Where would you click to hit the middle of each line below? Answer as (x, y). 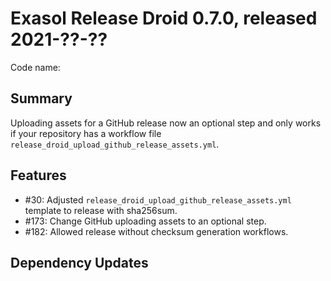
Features (38, 175)
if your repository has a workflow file (86, 133)
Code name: (35, 67)
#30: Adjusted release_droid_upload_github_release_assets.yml (158, 199)
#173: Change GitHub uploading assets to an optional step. (145, 221)
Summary (41, 98)
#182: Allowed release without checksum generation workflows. (156, 231)
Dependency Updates (79, 262)
